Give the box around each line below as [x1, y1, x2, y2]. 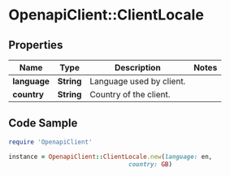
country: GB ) [128, 160, 173, 168]
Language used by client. [89, 75, 186, 87]
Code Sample [8, 116, 78, 131]
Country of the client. [89, 89, 171, 100]
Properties [8, 38, 63, 52]
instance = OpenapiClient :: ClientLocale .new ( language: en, [8, 152, 213, 161]
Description [114, 62, 161, 73]
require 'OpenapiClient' [8, 138, 93, 146]
